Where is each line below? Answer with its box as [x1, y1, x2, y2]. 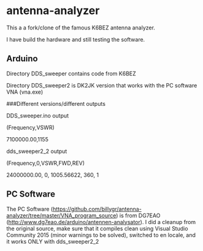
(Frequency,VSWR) [6, 124, 55, 131]
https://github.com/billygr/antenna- [52, 205, 142, 212]
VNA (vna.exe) [6, 88, 44, 96]
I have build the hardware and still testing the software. [6, 36, 145, 43]
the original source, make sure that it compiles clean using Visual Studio [6, 225, 188, 232]
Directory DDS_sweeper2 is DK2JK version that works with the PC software [6, 81, 197, 89]
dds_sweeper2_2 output [6, 148, 67, 155]
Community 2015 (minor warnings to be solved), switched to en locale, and [6, 231, 196, 239]
